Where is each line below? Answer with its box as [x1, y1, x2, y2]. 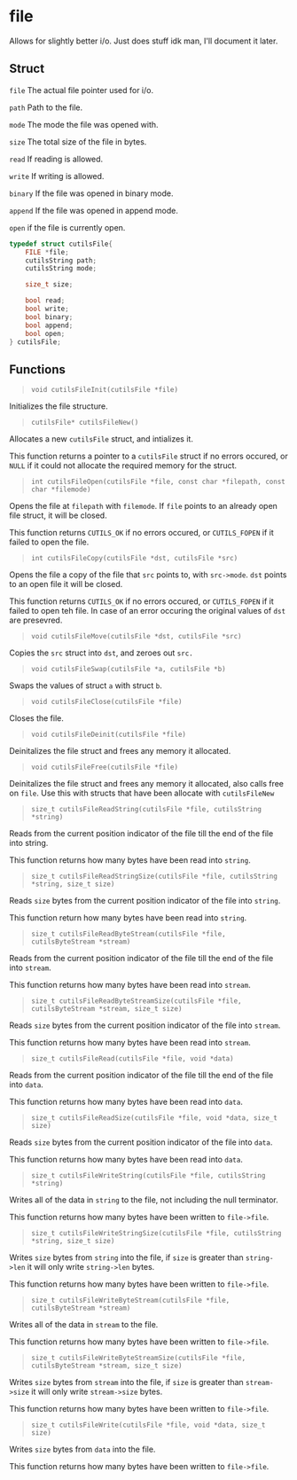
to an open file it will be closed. [9, 579, 123, 590]
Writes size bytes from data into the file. [9, 1444, 156, 1455]
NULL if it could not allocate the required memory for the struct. [9, 460, 238, 471]
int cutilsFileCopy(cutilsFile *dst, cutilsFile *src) [30, 554, 238, 563]
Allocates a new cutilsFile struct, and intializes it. [9, 434, 193, 444]
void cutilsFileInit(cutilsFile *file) [30, 386, 179, 395]
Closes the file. [9, 713, 65, 724]
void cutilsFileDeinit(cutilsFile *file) [30, 730, 186, 740]
